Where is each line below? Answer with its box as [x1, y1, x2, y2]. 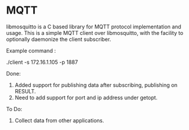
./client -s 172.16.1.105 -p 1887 [6, 58, 78, 66]
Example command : [6, 47, 56, 54]
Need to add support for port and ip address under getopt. [14, 94, 158, 101]
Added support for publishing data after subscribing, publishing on [14, 81, 178, 89]
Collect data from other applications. [14, 116, 105, 124]
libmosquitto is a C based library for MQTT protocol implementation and [6, 23, 182, 30]
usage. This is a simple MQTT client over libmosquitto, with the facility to [6, 29, 184, 36]
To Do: [6, 105, 23, 112]
